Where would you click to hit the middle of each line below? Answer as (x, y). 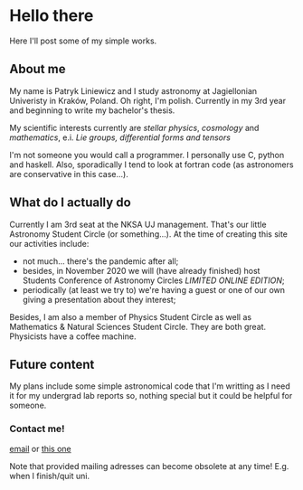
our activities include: (49, 243)
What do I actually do (70, 203)
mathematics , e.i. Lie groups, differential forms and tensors (120, 137)
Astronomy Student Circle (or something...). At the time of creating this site (148, 234)
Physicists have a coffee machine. (73, 336)
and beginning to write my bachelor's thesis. (92, 110)
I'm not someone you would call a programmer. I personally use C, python (147, 155)
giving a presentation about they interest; (99, 299)
